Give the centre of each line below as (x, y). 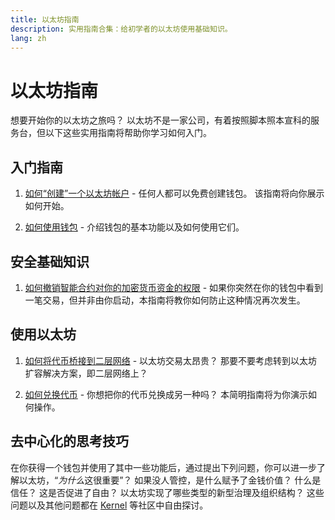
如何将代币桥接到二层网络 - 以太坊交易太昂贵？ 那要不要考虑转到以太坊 (171, 360)
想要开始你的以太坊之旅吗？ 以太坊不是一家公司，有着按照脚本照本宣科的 (160, 120)
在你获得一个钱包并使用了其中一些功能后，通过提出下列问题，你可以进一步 (163, 467)
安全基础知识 (50, 261)
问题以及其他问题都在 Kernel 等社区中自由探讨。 (109, 505)
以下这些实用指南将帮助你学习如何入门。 (128, 133)
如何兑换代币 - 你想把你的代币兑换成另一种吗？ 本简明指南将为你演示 (166, 394)
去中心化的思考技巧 (69, 441)
